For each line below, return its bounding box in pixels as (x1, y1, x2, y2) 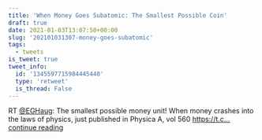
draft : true (8, 19, 47, 27)
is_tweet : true (8, 56, 58, 64)
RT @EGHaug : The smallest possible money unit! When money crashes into (8, 106, 254, 116)
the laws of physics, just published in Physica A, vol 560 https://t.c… (8, 115, 230, 124)
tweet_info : (8, 63, 47, 71)
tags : (8, 41, 26, 49)
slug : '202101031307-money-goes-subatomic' (8, 33, 154, 42)
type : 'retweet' (15, 77, 69, 85)
